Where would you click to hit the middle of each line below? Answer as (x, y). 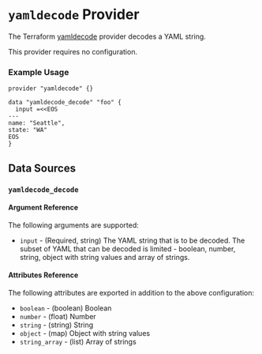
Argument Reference (43, 208)
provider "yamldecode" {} (51, 88)
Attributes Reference (43, 275)
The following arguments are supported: (74, 225)
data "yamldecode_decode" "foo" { (65, 103)
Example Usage (39, 72)
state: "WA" (28, 130)
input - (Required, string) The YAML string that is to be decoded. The (132, 240)
